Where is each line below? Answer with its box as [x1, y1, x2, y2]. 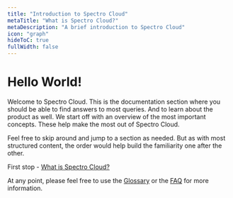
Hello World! [7, 74, 82, 90]
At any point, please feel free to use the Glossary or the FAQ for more [7, 176, 209, 185]
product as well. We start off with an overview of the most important [7, 112, 207, 121]
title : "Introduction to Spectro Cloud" [7, 10, 129, 18]
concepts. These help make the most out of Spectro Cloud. [7, 120, 180, 128]
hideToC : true [7, 37, 50, 44]
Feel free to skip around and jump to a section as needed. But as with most [7, 133, 226, 142]
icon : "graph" [7, 30, 50, 38]
